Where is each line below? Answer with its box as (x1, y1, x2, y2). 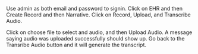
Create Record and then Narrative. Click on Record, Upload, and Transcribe (6, 11, 191, 18)
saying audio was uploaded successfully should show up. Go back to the (6, 35, 185, 42)
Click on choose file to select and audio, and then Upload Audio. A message (6, 29, 193, 36)
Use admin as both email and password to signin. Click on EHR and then (6, 5, 183, 12)
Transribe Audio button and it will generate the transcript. (6, 41, 147, 48)
